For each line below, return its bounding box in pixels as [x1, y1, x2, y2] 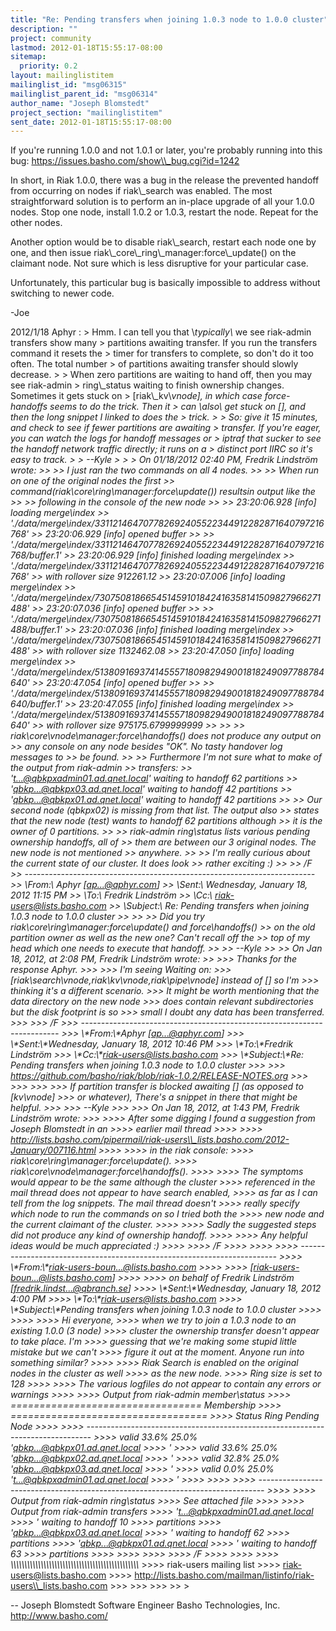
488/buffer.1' [10, 624, 63, 636]
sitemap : [10, 52, 47, 62]
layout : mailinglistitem [10, 71, 114, 81]
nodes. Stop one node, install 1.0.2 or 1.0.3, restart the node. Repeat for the [10, 206, 319, 218]
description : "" [10, 24, 78, 34]
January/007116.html [10, 1144, 97, 1156]
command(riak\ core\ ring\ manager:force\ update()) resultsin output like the [10, 486, 316, 498]
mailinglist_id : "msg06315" [10, 80, 128, 90]
